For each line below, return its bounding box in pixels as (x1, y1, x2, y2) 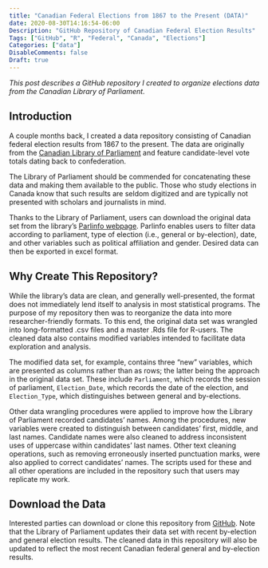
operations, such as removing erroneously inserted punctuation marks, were (9, 448, 261, 459)
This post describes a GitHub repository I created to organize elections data (9, 77, 260, 88)
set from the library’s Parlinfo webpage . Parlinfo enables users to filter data (9, 221, 256, 231)
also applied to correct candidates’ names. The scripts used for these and (9, 457, 252, 467)
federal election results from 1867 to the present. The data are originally (9, 139, 245, 148)
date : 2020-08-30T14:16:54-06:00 (9, 19, 120, 27)
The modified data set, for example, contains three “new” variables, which (9, 357, 253, 367)
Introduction (9, 109, 73, 124)
